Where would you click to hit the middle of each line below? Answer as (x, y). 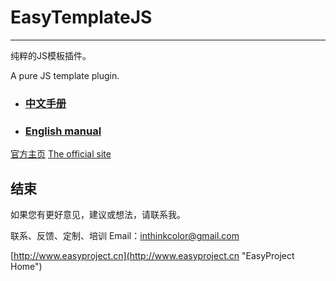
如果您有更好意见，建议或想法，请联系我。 (98, 214)
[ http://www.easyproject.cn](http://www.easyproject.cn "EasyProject (152, 255)
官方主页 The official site (61, 154)
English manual (63, 131)
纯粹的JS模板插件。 (51, 55)
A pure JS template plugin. (65, 75)
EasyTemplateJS (81, 17)
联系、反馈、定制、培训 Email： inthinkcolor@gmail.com (125, 235)
